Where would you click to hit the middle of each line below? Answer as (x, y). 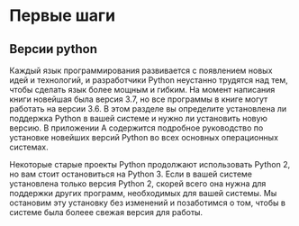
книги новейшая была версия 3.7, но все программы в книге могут (139, 99)
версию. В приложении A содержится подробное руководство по (136, 128)
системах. (29, 147)
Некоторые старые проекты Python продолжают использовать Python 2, (150, 164)
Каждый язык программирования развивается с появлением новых (141, 70)
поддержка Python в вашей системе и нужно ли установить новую (139, 118)
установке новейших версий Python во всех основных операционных (144, 137)
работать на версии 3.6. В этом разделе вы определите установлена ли (148, 108)
